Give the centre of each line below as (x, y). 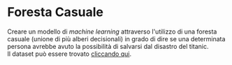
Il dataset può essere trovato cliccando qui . (69, 54)
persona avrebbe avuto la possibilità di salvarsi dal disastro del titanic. (108, 46)
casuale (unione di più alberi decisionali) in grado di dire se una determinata (116, 38)
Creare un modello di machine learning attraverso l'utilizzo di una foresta (112, 31)
